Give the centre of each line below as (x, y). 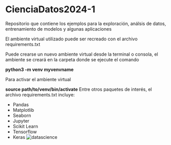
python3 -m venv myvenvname (40, 69)
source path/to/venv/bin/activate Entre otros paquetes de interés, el (79, 89)
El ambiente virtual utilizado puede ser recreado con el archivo (71, 39)
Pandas (21, 104)
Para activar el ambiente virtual (38, 79)
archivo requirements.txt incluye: (40, 94)
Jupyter (21, 120)
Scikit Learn (25, 126)
